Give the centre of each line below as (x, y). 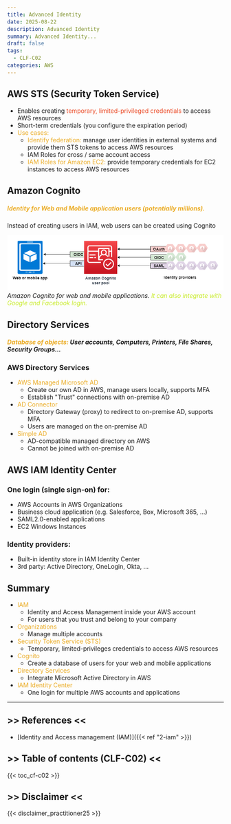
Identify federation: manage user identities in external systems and (122, 140)
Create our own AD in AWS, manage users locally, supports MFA (119, 390)
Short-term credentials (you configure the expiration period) (102, 125)
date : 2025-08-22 (32, 22)
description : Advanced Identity (53, 29)
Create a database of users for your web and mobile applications (119, 663)
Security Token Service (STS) (59, 641)
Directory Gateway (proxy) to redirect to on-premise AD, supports (120, 412)
